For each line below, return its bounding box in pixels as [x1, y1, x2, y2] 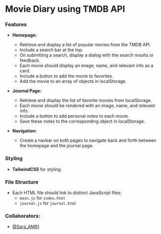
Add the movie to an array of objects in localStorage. [19, 78, 127, 84]
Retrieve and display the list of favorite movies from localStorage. [19, 98, 152, 103]
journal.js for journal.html [19, 201, 77, 206]
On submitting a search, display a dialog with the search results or [19, 52, 154, 58]
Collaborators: [5, 213, 40, 219]
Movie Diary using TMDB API [5, 3, 126, 15]
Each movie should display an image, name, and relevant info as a [19, 63, 154, 68]
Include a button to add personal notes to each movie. [19, 113, 129, 119]
